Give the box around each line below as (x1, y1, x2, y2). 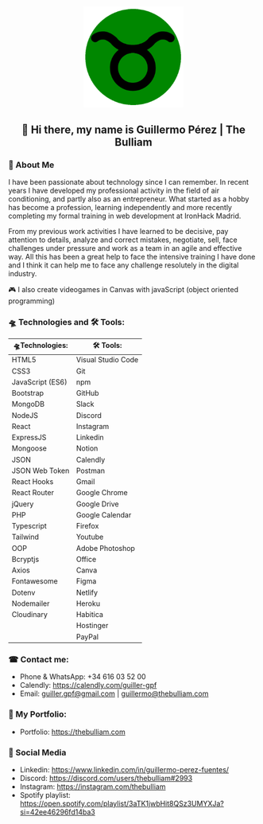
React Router (11, 488, 54, 498)
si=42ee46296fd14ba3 (19, 806, 95, 817)
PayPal (75, 631, 99, 642)
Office (75, 554, 97, 564)
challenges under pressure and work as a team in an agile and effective (8, 244, 242, 253)
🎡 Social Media (8, 747, 67, 758)
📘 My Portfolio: (8, 709, 68, 720)
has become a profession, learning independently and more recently (8, 203, 233, 213)
